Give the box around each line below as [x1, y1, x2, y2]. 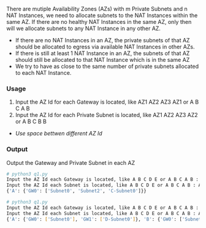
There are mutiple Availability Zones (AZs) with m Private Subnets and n [6, 6, 188, 12]
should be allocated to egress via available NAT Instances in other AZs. [15, 43, 195, 50]
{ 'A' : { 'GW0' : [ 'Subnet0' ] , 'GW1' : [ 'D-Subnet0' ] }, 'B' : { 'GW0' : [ [6, 216, 183, 222]
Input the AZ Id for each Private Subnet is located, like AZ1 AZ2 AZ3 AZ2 [15, 112, 198, 119]
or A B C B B [15, 118, 47, 125]
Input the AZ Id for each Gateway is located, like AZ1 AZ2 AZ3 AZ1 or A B [15, 98, 199, 106]
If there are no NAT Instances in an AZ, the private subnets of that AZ [15, 37, 190, 44]
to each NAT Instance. [15, 69, 72, 76]
